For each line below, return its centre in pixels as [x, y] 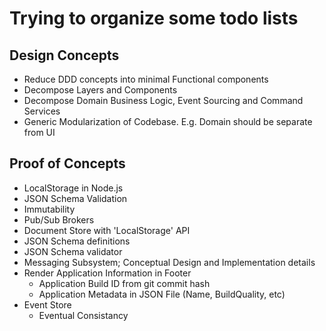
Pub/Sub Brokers [59, 219]
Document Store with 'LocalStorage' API [107, 230]
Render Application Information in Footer [107, 273]
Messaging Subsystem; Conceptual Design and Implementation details [169, 262]
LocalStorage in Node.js [73, 188]
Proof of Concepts [67, 163]
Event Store [47, 304]
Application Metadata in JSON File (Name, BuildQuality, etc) [162, 294]
